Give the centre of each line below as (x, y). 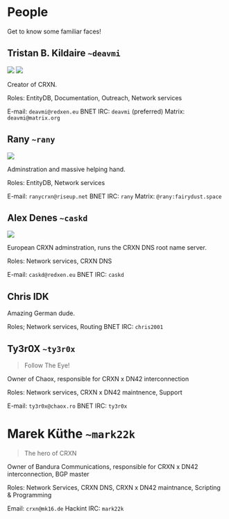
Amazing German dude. (41, 313)
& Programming (29, 495)
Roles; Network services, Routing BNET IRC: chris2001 (85, 327)
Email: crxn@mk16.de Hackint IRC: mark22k (66, 508)
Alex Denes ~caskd (48, 217)
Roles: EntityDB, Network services (56, 182)
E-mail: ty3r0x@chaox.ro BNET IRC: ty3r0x (67, 406)
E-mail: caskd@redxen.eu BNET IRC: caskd (66, 275)
